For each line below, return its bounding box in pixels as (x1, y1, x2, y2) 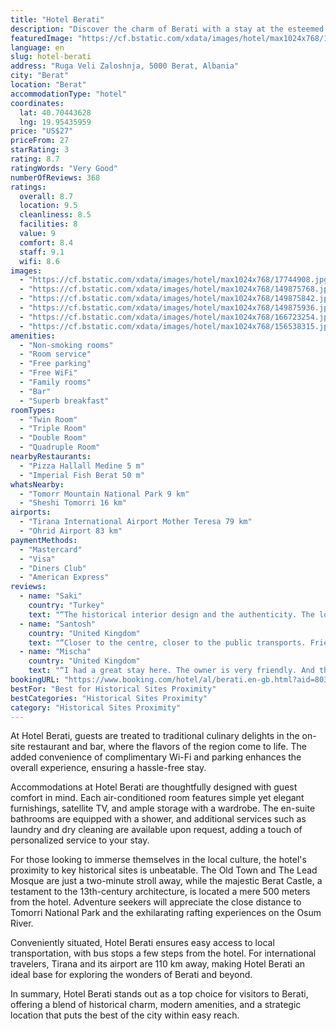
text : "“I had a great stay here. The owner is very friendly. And (28, 666, 315, 676)
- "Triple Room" (19, 424, 87, 434)
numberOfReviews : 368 (10, 172, 101, 183)
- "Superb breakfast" (19, 396, 110, 406)
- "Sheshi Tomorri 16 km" (19, 498, 128, 508)
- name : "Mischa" (19, 647, 92, 657)
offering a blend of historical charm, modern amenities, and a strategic (10, 999, 302, 1011)
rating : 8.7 (10, 154, 60, 164)
